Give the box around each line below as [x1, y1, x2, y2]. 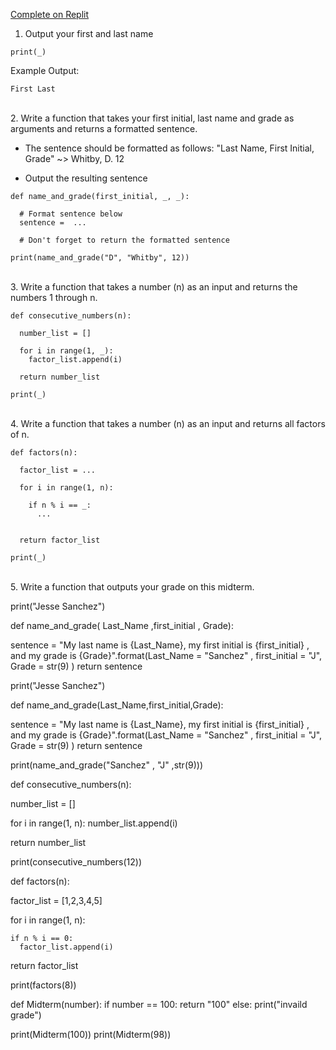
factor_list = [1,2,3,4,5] [10, 895, 103, 906]
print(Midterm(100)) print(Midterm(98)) [10, 1029, 172, 1040]
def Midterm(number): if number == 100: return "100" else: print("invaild [10, 999, 308, 1010]
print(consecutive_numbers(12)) [10, 856, 143, 868]
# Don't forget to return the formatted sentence [19, 235, 230, 245]
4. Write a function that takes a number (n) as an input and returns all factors [10, 418, 326, 429]
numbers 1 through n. [10, 292, 98, 303]
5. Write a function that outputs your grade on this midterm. [10, 581, 255, 593]
